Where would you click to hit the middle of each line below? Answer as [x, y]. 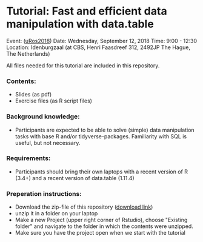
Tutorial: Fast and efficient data [87, 11]
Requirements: [28, 158]
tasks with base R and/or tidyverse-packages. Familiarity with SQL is [101, 136]
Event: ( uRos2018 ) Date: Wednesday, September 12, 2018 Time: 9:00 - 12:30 [102, 41]
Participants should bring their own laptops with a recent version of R [101, 172]
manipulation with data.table [80, 24]
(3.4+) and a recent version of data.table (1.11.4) [75, 178]
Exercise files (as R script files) [54, 101]
